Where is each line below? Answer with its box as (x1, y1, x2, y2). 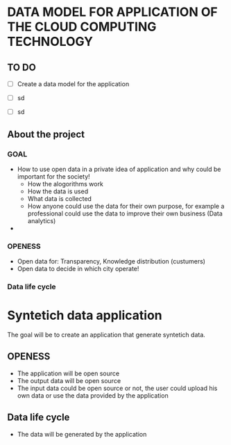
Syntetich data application (7, 307, 163, 323)
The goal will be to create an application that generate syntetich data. (7, 331, 206, 339)
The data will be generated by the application (17, 430, 147, 438)
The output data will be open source (17, 376, 121, 385)
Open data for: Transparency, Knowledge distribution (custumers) (17, 257, 206, 266)
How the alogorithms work (27, 179, 104, 188)
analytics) (27, 216, 56, 225)
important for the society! (17, 172, 90, 181)
